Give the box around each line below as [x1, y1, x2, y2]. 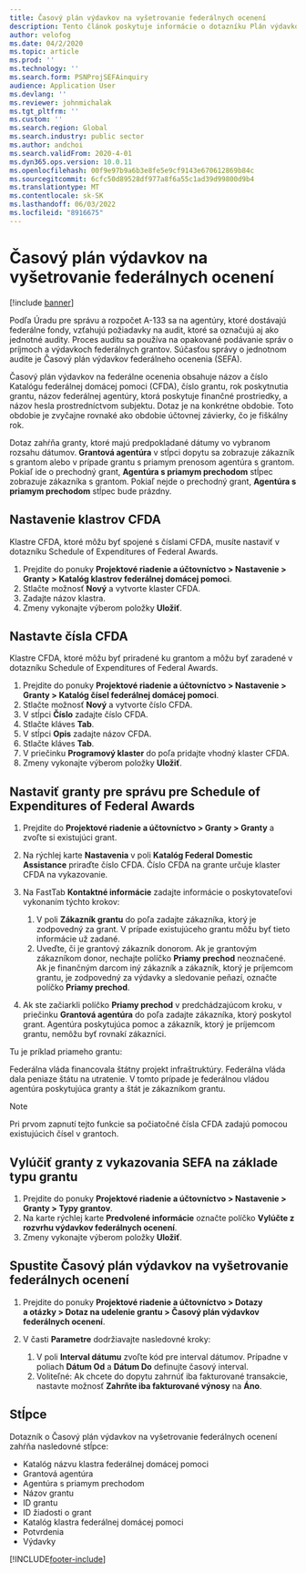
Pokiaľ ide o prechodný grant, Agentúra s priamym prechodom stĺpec [9, 466, 273, 477]
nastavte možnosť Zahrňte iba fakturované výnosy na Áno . [36, 1380, 262, 1391]
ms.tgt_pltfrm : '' [9, 107, 79, 116]
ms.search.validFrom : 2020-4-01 [9, 149, 132, 158]
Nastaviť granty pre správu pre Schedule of [9, 784, 261, 799]
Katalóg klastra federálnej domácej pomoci [22, 1516, 184, 1527]
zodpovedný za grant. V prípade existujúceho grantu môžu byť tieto [36, 924, 291, 935]
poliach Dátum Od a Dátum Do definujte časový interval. [36, 1361, 249, 1372]
